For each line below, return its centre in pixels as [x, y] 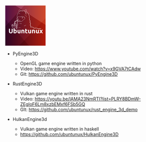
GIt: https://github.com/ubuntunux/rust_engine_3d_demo [79, 109]
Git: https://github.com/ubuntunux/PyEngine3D [69, 74]
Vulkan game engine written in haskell [59, 129]
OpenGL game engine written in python [61, 63]
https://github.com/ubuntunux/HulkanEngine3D [69, 134]
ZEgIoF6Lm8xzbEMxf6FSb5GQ [53, 104]
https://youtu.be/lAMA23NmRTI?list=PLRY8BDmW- [88, 99]
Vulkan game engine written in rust [56, 94]
